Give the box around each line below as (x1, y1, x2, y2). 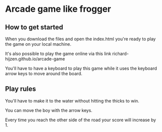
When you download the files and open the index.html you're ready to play (5, 36, 156, 42)
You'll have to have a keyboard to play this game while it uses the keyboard (5, 65, 157, 71)
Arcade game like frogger (5, 3, 111, 15)
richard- (112, 51, 129, 56)
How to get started (5, 23, 63, 31)
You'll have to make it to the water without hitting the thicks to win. (5, 98, 139, 104)
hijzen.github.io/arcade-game (5, 56, 65, 62)
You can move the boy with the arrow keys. (5, 107, 92, 113)
